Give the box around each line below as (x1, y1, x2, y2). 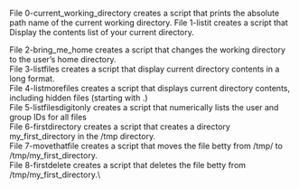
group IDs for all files (9, 112, 88, 122)
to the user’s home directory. (9, 54, 117, 64)
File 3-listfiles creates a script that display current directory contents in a (9, 63, 280, 74)
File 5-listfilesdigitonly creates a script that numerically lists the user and (9, 102, 279, 112)
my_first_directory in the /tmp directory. (9, 131, 156, 141)
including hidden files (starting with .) (9, 92, 148, 103)
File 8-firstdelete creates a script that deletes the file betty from (9, 160, 247, 170)
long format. (9, 73, 55, 84)
